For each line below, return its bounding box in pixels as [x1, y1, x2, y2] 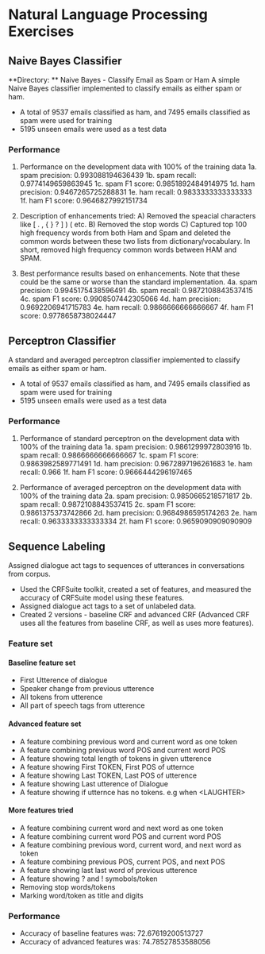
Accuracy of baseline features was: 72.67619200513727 [19, 929, 204, 938]
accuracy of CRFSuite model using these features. [19, 593, 185, 603]
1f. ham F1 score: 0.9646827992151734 [19, 196, 148, 206]
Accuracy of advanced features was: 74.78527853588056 [19, 937, 211, 947]
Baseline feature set [8, 658, 76, 667]
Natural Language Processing [8, 6, 208, 24]
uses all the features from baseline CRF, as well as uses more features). [19, 618, 254, 628]
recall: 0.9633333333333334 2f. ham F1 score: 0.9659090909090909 [19, 516, 252, 526]
